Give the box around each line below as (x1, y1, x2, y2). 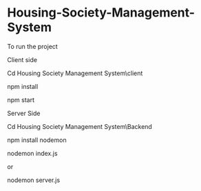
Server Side (7, 109, 41, 117)
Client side (7, 55, 38, 63)
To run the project (7, 42, 59, 50)
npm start (7, 95, 35, 104)
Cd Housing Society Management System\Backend (7, 122, 153, 130)
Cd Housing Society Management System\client (7, 69, 143, 77)
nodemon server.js (7, 176, 61, 184)
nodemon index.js (7, 149, 58, 157)
